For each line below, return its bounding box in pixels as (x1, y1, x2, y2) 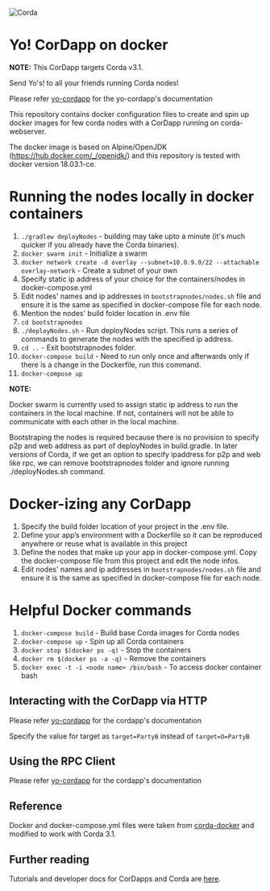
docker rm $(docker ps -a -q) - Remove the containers (20, 653, 206, 663)
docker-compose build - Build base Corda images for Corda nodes (20, 627, 240, 637)
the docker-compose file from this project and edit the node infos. (20, 556, 240, 565)
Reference (9, 799, 63, 813)
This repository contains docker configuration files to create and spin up (9, 109, 249, 119)
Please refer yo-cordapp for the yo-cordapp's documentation (9, 94, 213, 103)
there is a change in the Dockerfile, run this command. (20, 360, 201, 369)
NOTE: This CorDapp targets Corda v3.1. (9, 62, 143, 72)
